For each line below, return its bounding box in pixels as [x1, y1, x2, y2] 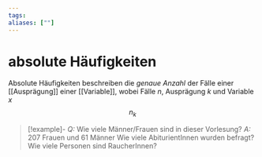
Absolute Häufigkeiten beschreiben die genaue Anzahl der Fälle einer [8, 78, 234, 88]
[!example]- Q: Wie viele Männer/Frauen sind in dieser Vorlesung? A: [27, 125, 251, 134]
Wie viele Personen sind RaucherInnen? [27, 141, 158, 151]
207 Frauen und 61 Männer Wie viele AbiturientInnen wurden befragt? [27, 133, 255, 142]
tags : [8, 11, 26, 20]
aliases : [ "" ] [8, 19, 55, 27]
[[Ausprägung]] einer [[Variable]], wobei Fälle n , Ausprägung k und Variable [8, 87, 254, 97]
